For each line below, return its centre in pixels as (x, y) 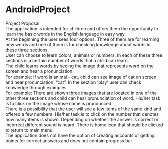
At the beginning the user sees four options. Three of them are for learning (82, 39)
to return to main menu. (30, 130)
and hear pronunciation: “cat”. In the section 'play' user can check (73, 82)
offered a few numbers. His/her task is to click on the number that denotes (82, 114)
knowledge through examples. (36, 87)
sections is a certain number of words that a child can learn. (67, 60)
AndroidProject (38, 9)
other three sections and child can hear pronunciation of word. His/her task (83, 98)
